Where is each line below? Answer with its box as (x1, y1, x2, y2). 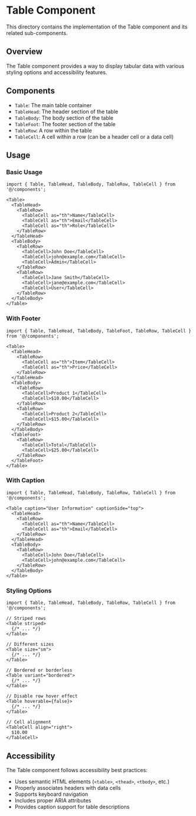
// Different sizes (6, 641, 54, 648)
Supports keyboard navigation (14, 791, 89, 798)
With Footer (6, 315, 41, 323)
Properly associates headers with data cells (14, 784, 121, 791)
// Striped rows (6, 616, 46, 622)
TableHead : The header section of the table (14, 108, 119, 115)
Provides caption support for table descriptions (14, 803, 130, 810)
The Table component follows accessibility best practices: (6, 766, 148, 773)
